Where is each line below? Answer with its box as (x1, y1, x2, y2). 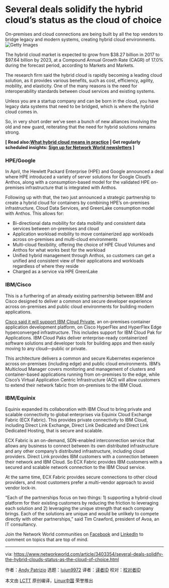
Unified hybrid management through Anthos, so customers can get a (12, 253, 155, 259)
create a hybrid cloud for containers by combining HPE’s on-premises (5, 200, 150, 206)
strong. (5, 129, 20, 135)
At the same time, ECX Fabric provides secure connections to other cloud (5, 474, 157, 480)
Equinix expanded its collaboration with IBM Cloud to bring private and (5, 406, 151, 412)
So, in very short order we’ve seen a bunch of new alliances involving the (5, 118, 157, 124)
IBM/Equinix (5, 395, 36, 402)
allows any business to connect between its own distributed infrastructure (5, 443, 158, 449)
